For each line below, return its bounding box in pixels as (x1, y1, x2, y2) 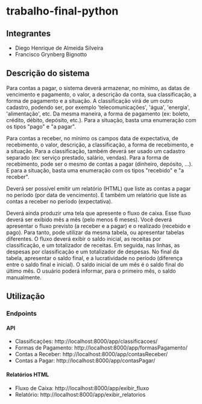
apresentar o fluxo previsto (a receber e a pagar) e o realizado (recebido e (6, 222, 191, 229)
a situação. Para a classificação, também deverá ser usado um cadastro (6, 147, 186, 155)
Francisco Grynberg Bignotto (14, 51, 87, 58)
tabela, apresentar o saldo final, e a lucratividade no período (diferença (6, 254, 183, 261)
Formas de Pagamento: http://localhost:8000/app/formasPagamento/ (14, 344, 188, 351)
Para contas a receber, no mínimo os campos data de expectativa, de (6, 134, 179, 142)
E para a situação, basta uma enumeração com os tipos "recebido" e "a (6, 166, 185, 174)
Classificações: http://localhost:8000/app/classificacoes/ (14, 337, 158, 345)
